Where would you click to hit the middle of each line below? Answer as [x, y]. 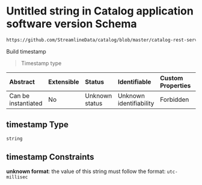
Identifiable [134, 81]
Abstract [22, 81]
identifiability [136, 103]
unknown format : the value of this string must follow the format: [86, 171]
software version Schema [72, 24]
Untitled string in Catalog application [100, 11]
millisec [17, 177]
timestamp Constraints [50, 157]
